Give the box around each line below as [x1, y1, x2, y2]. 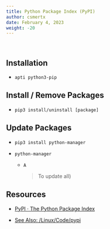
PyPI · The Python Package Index [14, 205, 95, 212]
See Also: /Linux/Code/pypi [14, 216, 81, 223]
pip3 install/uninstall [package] [14, 107, 99, 113]
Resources [6, 190, 46, 200]
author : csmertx [6, 14, 46, 20]
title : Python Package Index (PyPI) [6, 8, 95, 15]
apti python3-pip [14, 74, 57, 81]
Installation [6, 58, 48, 68]
